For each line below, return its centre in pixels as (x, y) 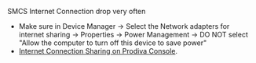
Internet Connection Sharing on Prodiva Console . (98, 51)
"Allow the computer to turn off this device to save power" (113, 43)
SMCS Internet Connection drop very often (77, 11)
